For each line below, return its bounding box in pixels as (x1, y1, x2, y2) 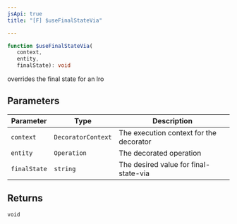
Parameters (7, 95, 60, 107)
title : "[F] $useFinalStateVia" (7, 17, 102, 24)
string (54, 165, 76, 173)
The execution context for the (119, 127, 217, 137)
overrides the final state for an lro (7, 75, 104, 83)
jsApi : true (7, 10, 42, 18)
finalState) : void (16, 62, 71, 69)
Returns (7, 192, 44, 204)
